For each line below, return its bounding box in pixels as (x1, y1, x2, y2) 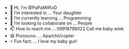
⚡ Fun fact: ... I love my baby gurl (9, 38, 77, 44)
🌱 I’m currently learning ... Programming (9, 15, 91, 21)
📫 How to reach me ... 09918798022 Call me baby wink (9, 26, 124, 31)
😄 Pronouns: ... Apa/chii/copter (9, 33, 75, 39)
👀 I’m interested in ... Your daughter (9, 10, 82, 16)
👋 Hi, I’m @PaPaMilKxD (9, 5, 57, 10)
